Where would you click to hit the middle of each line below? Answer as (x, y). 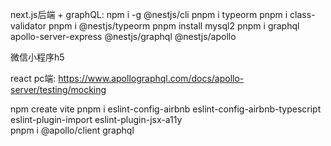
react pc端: (33, 78)
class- (302, 14)
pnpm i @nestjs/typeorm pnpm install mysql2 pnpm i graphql (174, 26)
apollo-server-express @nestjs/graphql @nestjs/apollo (123, 36)
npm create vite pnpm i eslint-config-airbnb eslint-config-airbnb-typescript (166, 109)
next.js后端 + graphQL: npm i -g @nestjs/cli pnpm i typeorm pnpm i (149, 14)
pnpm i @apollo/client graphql (72, 130)
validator (28, 26)
